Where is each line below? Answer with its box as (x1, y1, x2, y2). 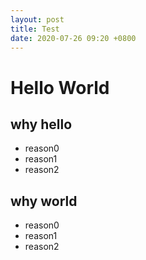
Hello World (10, 76, 110, 99)
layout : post (10, 14, 65, 25)
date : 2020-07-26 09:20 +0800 (10, 33, 137, 43)
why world (10, 192, 78, 210)
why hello (10, 116, 73, 133)
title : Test (10, 24, 60, 34)
